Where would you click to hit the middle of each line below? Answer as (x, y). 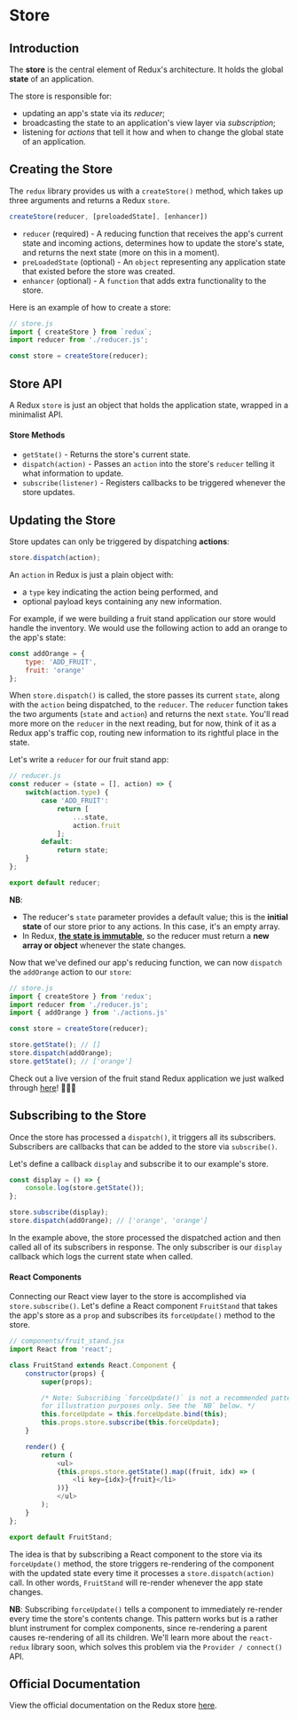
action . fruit (97, 825)
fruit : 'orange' (55, 670)
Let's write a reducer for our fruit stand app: (89, 760)
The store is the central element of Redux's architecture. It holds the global (146, 69)
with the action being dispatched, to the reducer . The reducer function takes (149, 705)
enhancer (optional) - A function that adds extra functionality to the (144, 280)
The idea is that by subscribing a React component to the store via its (136, 1554)
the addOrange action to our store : (71, 972)
